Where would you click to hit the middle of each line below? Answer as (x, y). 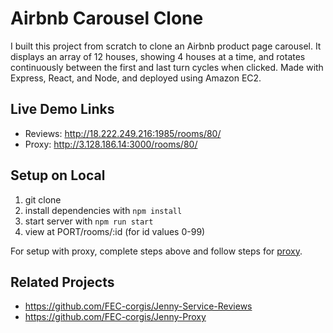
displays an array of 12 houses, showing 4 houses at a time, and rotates (158, 56)
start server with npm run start (89, 221)
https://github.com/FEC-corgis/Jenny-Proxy (115, 317)
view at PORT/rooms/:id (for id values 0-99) (115, 231)
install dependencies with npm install (103, 210)
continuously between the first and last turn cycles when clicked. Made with (167, 67)
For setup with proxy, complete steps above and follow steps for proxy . (156, 251)
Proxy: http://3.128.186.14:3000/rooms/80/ (111, 144)
